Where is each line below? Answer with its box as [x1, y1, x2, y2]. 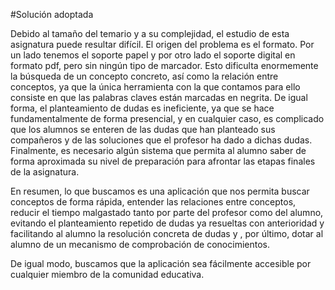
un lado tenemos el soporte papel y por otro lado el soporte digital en [10, 49, 296, 61]
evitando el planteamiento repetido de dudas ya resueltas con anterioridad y [10, 217, 325, 229]
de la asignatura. [10, 166, 80, 178]
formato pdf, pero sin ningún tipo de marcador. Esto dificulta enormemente [10, 60, 319, 71]
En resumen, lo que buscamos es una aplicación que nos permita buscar [10, 185, 310, 197]
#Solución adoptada [10, 9, 94, 20]
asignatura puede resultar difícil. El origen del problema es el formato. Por [10, 39, 315, 50]
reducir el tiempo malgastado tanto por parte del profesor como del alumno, [10, 207, 324, 218]
